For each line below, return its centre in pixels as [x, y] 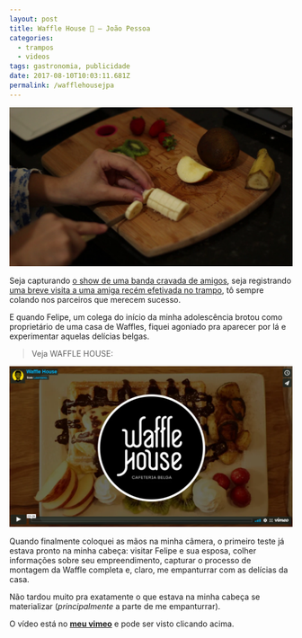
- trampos [36, 48]
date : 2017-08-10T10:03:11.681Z [70, 76]
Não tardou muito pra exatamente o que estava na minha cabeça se [135, 597]
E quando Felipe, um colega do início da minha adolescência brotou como [146, 317]
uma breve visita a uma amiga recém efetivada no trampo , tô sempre [137, 290]
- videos [34, 57]
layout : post [34, 19]
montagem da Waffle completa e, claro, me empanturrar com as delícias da [149, 570]
